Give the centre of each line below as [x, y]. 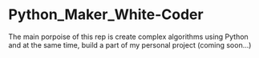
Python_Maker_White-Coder [106, 15]
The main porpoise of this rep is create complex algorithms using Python [128, 37]
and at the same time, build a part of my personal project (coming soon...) [130, 44]
